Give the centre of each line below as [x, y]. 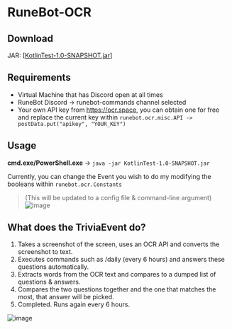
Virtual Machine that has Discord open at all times [90, 94]
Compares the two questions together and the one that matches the [117, 289]
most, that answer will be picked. [66, 297]
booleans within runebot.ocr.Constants [65, 184]
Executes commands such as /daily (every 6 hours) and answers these [121, 260]
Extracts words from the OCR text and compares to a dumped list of [117, 275]
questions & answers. [49, 282]
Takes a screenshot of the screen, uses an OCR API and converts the [118, 244]
